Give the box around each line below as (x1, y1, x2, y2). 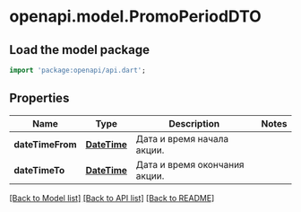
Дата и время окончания (135, 158, 245, 171)
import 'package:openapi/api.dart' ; (9, 66, 146, 75)
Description (168, 117, 220, 129)
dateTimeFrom (13, 137, 78, 150)
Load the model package (9, 42, 150, 57)
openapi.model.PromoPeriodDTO (9, 6, 262, 27)
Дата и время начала (135, 132, 229, 145)
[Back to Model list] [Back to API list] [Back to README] (9, 192, 215, 203)
